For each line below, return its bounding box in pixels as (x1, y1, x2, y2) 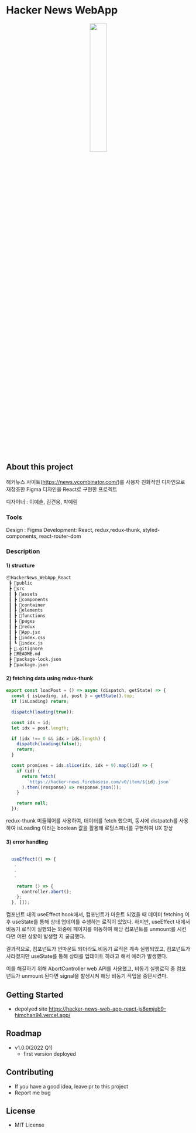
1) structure (6, 562, 35, 569)
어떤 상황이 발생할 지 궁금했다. (16, 933, 86, 940)
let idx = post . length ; (11, 725, 69, 731)
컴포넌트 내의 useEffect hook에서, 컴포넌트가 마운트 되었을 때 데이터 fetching (6, 911, 184, 918)
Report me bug (14, 1089, 51, 1096)
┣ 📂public (8, 581, 33, 586)
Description (6, 547, 40, 555)
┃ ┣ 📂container (8, 602, 46, 608)
